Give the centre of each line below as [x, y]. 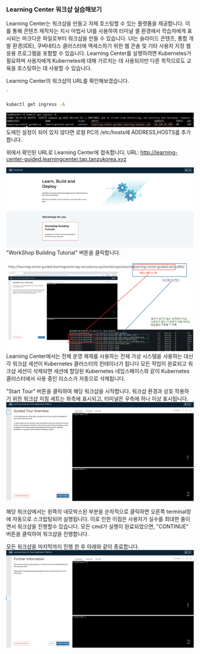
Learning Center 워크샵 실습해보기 [54, 9]
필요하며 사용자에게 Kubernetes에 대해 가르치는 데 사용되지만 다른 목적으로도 [96, 61]
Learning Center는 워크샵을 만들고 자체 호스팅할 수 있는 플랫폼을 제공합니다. [95, 24]
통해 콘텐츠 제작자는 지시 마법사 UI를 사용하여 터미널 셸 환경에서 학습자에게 [99, 31]
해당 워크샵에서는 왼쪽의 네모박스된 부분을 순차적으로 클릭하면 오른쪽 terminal [96, 512]
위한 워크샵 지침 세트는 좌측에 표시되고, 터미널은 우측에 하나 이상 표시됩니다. [100, 398]
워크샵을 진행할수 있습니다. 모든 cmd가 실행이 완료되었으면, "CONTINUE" [103, 526]
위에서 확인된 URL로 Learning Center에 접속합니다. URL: [73, 152]
